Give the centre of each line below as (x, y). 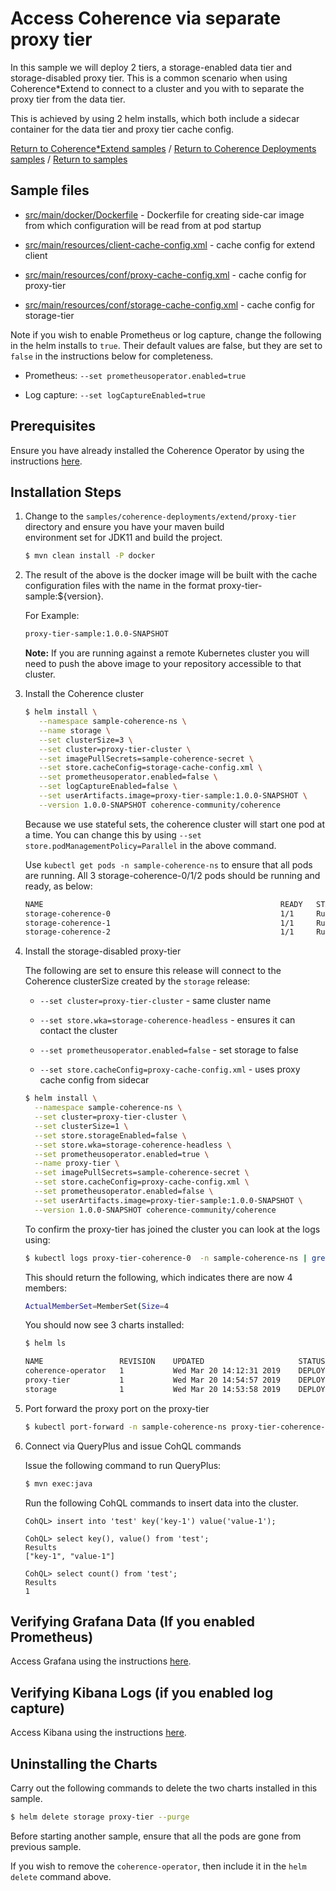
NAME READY (163, 904)
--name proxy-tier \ (77, 1163)
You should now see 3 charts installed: (104, 1325)
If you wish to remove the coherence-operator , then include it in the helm (158, 1866)
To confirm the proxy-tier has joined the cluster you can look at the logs (172, 1229)
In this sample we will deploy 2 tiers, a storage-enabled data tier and (151, 67)
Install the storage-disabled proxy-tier (103, 951)
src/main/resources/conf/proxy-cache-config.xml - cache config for (165, 274)
